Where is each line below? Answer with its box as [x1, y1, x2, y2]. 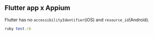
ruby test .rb [4, 26, 31, 31]
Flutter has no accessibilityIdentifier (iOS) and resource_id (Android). [4, 17, 150, 22]
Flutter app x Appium [4, 4, 70, 12]
